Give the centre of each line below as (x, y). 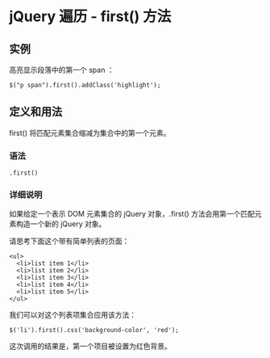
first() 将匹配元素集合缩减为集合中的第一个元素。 (90, 133)
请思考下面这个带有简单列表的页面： (69, 241)
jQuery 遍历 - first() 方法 (90, 17)
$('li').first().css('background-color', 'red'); (94, 331)
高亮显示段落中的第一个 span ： (62, 70)
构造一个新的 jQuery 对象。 (61, 224)
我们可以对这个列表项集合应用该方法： (73, 315)
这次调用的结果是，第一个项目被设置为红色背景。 (90, 346)
